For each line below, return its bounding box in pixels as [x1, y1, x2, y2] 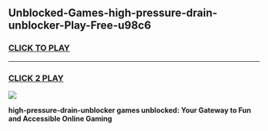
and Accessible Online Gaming [8, 114, 112, 123]
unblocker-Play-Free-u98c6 [8, 19, 152, 33]
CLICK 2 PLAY [8, 72, 64, 83]
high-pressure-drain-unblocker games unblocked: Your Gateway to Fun [8, 105, 251, 114]
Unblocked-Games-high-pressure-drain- [8, 6, 218, 20]
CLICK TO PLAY [8, 43, 70, 54]
